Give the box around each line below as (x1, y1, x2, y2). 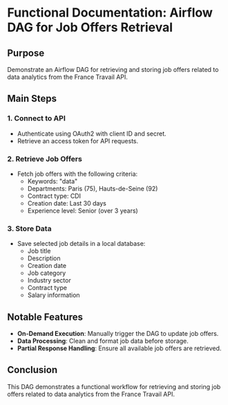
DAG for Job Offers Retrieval (7, 19, 173, 35)
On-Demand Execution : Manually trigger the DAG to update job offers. (17, 330, 219, 338)
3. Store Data (7, 224, 52, 233)
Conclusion (7, 364, 58, 376)
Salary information (27, 291, 81, 299)
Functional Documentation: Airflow (7, 5, 213, 21)
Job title (27, 247, 51, 255)
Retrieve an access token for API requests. (17, 136, 139, 145)
